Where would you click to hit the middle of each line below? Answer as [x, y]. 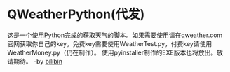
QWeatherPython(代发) [76, 14]
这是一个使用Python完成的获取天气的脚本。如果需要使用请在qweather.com [115, 35]
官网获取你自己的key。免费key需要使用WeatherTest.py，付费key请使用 [110, 43]
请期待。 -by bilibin [35, 61]
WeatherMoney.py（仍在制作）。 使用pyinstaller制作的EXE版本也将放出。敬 [115, 52]
